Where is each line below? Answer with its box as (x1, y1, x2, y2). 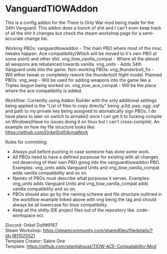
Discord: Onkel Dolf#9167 (5, 222, 58, 228)
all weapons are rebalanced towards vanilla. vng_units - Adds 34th (5, 61, 142, 67)
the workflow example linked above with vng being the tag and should (12, 196, 157, 202)
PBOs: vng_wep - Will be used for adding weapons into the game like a (5, 77, 151, 83)
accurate (5, 35, 23, 41)
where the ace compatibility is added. (5, 87, 83, 93)
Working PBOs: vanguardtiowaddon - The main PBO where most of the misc (5, 45, 162, 51)
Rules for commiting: (5, 138, 48, 145)
